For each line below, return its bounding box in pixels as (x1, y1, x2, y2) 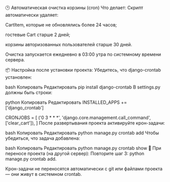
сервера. (5, 57, 25, 63)
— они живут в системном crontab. (5, 171, 82, 177)
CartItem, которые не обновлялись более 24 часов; (5, 22, 117, 27)
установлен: (5, 74, 32, 80)
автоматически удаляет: (5, 12, 59, 18)
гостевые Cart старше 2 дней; (5, 32, 70, 38)
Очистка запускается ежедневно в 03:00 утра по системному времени (5, 51, 161, 57)
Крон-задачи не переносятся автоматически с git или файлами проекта (5, 166, 163, 172)
